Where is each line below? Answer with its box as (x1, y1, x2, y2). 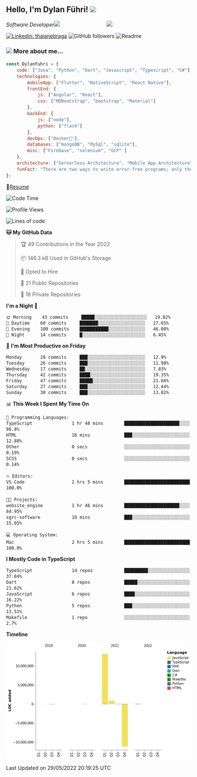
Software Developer (6, 21, 55, 28)
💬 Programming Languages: (6, 414, 69, 421)
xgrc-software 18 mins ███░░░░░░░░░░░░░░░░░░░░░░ (6, 514, 191, 520)
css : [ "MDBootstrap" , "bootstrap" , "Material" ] (37, 98, 157, 105)
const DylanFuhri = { (6, 61, 59, 67)
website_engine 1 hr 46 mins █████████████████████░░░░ (6, 502, 191, 509)
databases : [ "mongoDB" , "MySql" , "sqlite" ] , (27, 142, 138, 147)
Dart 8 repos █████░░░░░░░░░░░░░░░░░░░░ (6, 579, 191, 585)
